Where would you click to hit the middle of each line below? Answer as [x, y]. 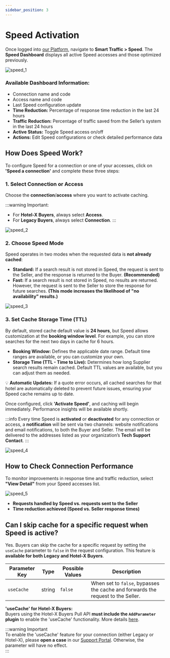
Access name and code [37, 99]
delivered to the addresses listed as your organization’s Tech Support [78, 435]
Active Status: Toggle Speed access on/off [58, 132]
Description [126, 572]
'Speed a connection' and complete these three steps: [62, 171]
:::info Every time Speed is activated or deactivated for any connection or [82, 419]
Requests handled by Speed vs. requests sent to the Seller [75, 504]
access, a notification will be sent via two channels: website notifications [82, 424]
